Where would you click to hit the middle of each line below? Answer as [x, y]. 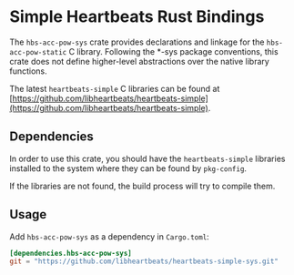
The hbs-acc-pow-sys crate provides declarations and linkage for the [137, 42]
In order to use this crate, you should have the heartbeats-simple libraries [147, 158]
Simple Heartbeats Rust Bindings [137, 17]
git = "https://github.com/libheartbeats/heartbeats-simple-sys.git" [144, 261]
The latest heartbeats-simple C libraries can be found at [115, 88]
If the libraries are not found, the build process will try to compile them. [142, 186]
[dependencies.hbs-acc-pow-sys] [71, 253]
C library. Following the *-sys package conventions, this [174, 51]
